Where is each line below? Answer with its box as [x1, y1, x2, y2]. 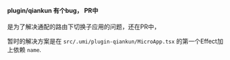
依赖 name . [12, 46, 41, 54]
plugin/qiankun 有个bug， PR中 [7, 6, 99, 14]
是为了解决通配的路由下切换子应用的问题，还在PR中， [7, 22, 160, 31]
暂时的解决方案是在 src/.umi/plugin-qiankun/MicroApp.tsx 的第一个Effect [7, 37, 218, 46]
